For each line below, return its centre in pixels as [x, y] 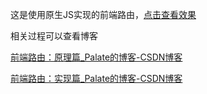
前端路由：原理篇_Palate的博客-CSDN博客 [96, 57]
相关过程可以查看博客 [54, 36]
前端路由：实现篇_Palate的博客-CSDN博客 [96, 78]
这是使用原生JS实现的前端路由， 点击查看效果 [103, 14]
